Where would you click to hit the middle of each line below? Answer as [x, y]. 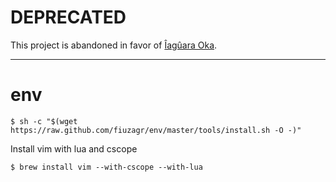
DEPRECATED [68, 17]
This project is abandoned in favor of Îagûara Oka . [114, 45]
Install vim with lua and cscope [74, 148]
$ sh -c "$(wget [44, 121]
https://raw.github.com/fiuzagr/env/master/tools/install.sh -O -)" [156, 130]
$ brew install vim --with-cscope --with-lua [106, 167]
